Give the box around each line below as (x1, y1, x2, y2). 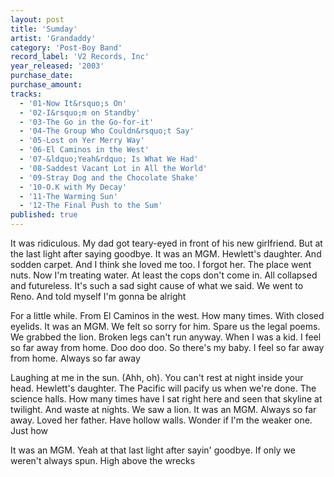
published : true (10, 210, 78, 220)
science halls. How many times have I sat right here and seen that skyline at (10, 393, 323, 405)
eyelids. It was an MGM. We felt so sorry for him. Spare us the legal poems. (10, 321, 321, 332)
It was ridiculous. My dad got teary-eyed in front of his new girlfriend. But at (10, 237, 323, 249)
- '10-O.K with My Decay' (19, 182, 128, 192)
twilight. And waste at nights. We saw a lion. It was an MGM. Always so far (10, 404, 317, 415)
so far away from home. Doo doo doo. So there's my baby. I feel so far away (10, 342, 325, 353)
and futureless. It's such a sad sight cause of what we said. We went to (10, 280, 304, 291)
